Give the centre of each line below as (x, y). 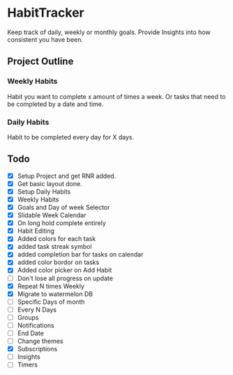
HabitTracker (46, 13)
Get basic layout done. (50, 183)
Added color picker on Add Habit (65, 270)
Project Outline (40, 62)
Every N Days (37, 309)
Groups (28, 317)
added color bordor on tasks (58, 262)
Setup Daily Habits (44, 191)
